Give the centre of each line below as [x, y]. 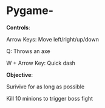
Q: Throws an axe [28, 51]
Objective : [20, 74]
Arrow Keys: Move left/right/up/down [52, 39]
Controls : [18, 27]
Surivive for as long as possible [46, 87]
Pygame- [30, 11]
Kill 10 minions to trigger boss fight [49, 98]
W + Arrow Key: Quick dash [41, 63]
